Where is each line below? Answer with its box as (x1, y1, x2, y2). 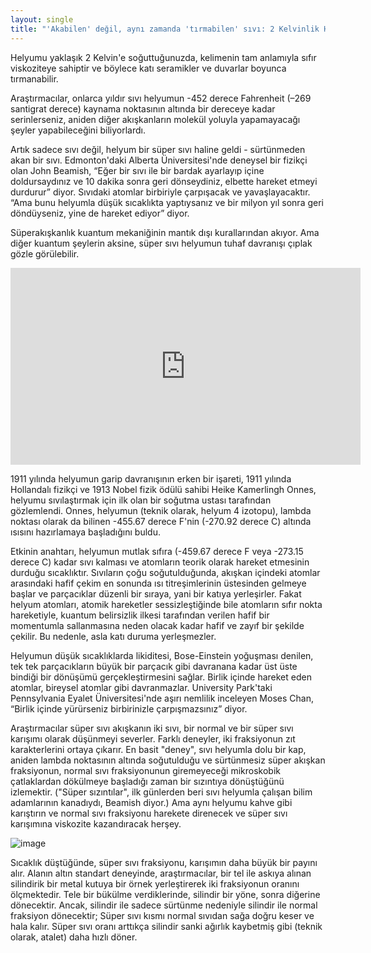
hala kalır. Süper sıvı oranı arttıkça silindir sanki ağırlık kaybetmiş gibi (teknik (10, 920, 323, 932)
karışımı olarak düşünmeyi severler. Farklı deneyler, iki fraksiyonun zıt (10, 732, 296, 745)
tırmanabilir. (10, 72, 59, 85)
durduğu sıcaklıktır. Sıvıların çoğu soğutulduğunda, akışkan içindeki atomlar (10, 566, 321, 578)
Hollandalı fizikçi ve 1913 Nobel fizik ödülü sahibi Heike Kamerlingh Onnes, (10, 483, 317, 495)
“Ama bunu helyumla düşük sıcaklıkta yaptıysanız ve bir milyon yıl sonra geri (10, 196, 324, 208)
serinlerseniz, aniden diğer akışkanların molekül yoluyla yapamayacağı (10, 113, 301, 125)
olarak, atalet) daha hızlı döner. (10, 931, 138, 943)
